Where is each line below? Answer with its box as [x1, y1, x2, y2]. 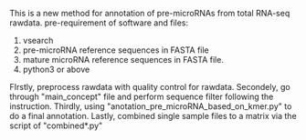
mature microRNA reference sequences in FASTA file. [22, 55, 224, 65]
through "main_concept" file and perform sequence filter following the [9, 91, 274, 102]
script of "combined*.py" [9, 120, 103, 131]
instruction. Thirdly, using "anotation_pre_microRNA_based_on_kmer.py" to [9, 101, 292, 112]
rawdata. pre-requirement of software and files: [9, 17, 189, 28]
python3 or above [22, 64, 90, 75]
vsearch [22, 35, 54, 45]
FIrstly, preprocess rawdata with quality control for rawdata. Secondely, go [9, 82, 290, 92]
